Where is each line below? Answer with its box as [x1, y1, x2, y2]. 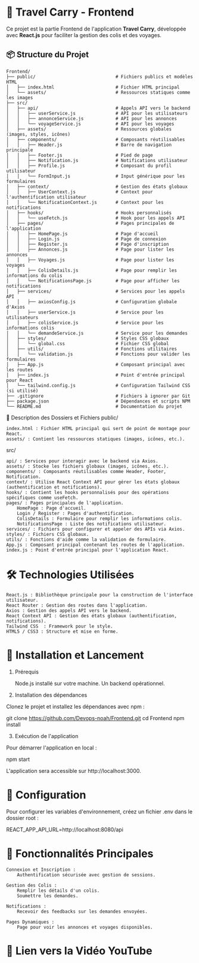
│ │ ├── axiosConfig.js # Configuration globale [6, 298, 178, 304]
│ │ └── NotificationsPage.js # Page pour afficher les [6, 278, 180, 284]
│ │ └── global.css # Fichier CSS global [6, 340, 169, 346]
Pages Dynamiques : [6, 919, 55, 925]
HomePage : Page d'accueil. [17, 505, 86, 511]
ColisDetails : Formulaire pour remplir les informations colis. [17, 516, 183, 522]
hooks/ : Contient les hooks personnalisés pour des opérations [6, 489, 169, 495]
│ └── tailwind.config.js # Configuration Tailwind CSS [6, 382, 191, 388]
